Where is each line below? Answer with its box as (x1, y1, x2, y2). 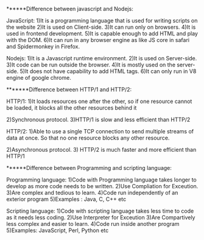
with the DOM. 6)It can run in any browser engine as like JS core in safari (6, 37, 190, 43)
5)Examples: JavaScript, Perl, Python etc (6, 227, 109, 234)
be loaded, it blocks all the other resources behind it (6, 104, 137, 111)
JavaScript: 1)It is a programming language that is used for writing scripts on (6, 17, 198, 24)
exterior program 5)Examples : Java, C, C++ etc (6, 196, 127, 203)
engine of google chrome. (6, 74, 71, 81)
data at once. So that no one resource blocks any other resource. (6, 134, 170, 141)
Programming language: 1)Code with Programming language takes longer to (6, 176, 197, 183)
